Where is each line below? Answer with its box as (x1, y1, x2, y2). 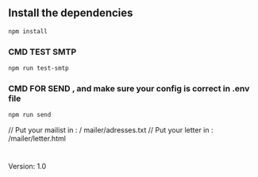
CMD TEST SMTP (8, 46, 77, 57)
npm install (8, 27, 48, 35)
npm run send (8, 111, 52, 119)
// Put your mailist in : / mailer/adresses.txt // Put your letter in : (8, 125, 214, 135)
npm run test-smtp (8, 63, 69, 72)
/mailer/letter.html (8, 134, 66, 144)
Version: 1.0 (8, 162, 47, 171)
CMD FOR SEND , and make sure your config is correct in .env (8, 83, 250, 94)
